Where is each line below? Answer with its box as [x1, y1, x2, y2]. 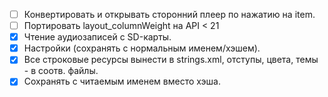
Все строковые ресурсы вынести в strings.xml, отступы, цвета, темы [23, 54, 319, 66]
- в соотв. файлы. [23, 65, 99, 77]
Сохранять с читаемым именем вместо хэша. [23, 75, 221, 88]
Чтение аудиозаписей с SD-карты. [23, 31, 172, 43]
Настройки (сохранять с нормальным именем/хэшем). [23, 42, 261, 54]
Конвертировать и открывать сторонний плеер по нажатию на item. [23, 9, 316, 20]
